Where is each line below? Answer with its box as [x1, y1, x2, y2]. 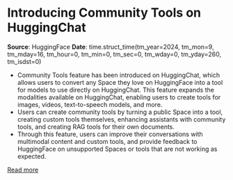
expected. [17, 152, 47, 161]
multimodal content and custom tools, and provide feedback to [17, 137, 198, 145]
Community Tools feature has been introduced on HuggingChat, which [17, 71, 220, 79]
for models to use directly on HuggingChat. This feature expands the [17, 85, 214, 94]
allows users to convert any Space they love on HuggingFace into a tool [17, 78, 223, 86]
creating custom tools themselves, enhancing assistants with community [17, 115, 226, 123]
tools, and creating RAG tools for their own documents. [17, 122, 175, 131]
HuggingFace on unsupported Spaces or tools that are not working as [17, 145, 218, 153]
